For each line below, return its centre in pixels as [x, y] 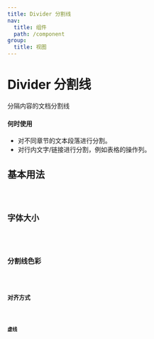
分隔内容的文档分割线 [38, 106]
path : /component [39, 34]
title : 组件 [31, 27]
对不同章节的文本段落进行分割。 [64, 141]
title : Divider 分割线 [39, 14]
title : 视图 [31, 47]
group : [17, 41]
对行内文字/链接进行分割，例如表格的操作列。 [84, 150]
